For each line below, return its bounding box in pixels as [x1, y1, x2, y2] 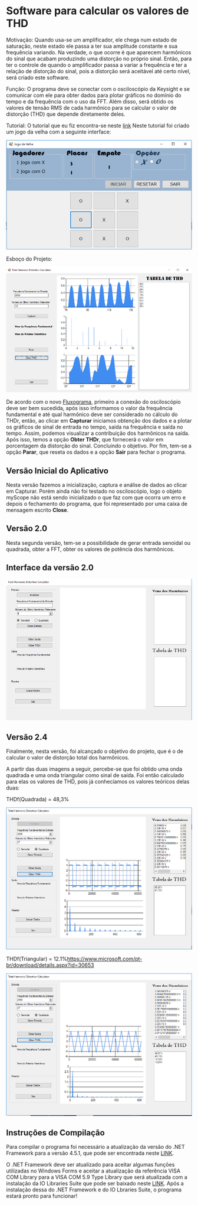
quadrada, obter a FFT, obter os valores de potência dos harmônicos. [6, 545, 175, 553]
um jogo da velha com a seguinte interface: [6, 128, 111, 135]
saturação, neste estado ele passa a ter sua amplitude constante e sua [6, 43, 178, 50]
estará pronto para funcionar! [6, 1193, 78, 1200]
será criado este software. [6, 74, 70, 81]
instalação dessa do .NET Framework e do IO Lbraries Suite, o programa [6, 1186, 181, 1193]
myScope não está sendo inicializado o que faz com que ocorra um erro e [6, 494, 186, 501]
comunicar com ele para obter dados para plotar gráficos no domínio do [6, 92, 181, 99]
